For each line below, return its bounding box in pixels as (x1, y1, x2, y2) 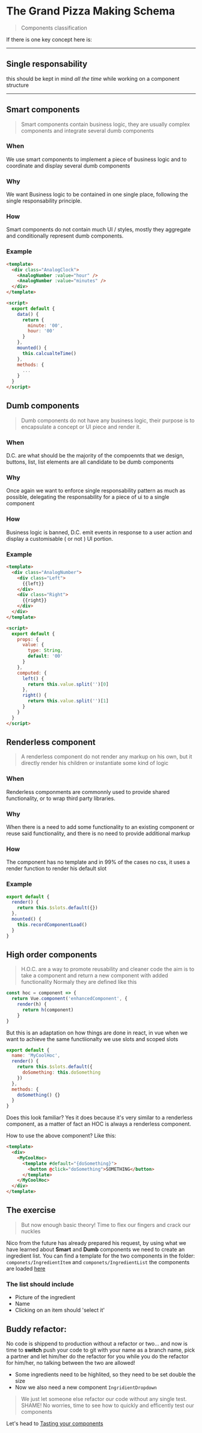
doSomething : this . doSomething (22, 1069, 101, 1076)
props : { (17, 636, 39, 643)
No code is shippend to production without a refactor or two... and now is (6, 1340, 188, 1347)
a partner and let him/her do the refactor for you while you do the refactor (6, 1352, 189, 1360)
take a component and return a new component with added (20, 972, 168, 979)
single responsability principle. (6, 197, 82, 204)
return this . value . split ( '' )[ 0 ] (28, 681, 109, 687)
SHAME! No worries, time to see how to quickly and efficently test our (20, 1402, 194, 1409)
